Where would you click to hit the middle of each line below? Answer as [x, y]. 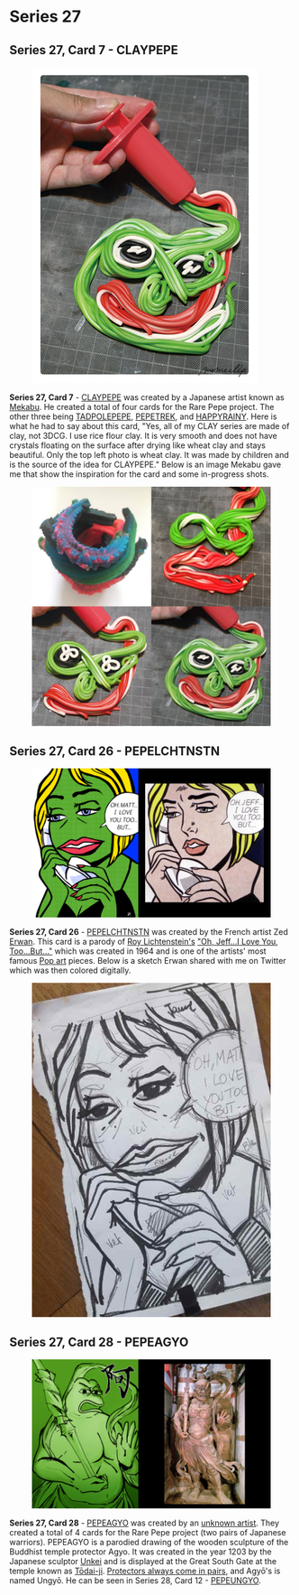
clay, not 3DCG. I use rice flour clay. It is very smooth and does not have [143, 436]
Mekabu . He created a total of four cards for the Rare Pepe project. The [142, 407]
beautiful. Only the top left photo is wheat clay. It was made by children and [149, 455]
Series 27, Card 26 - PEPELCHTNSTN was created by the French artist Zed [149, 932]
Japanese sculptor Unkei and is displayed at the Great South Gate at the [143, 1562]
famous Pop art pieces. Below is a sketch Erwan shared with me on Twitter [148, 961]
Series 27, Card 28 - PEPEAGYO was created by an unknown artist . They [145, 1523]
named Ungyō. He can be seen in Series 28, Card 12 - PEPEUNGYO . [135, 1581]
